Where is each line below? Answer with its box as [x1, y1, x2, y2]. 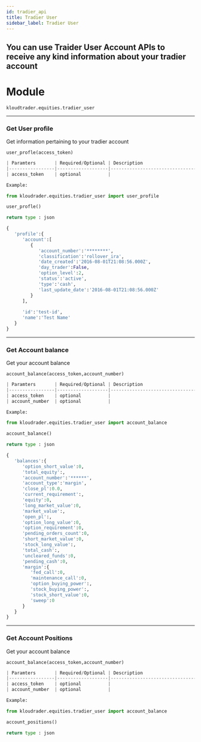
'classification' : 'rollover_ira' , [38, 253, 124, 259]
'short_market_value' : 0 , [22, 536, 84, 542]
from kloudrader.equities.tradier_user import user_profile [6, 193, 160, 199]
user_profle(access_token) [6, 149, 74, 155]
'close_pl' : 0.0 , [22, 486, 63, 492]
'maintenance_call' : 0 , [30, 575, 87, 581]
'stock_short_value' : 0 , [30, 592, 90, 598]
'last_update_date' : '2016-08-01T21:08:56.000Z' [38, 286, 160, 293]
